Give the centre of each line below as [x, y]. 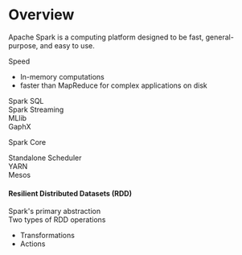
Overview [41, 15]
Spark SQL [26, 101]
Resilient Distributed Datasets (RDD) [70, 193]
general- [220, 37]
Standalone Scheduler [45, 158]
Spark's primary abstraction [55, 212]
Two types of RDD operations [57, 220]
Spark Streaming [36, 109]
